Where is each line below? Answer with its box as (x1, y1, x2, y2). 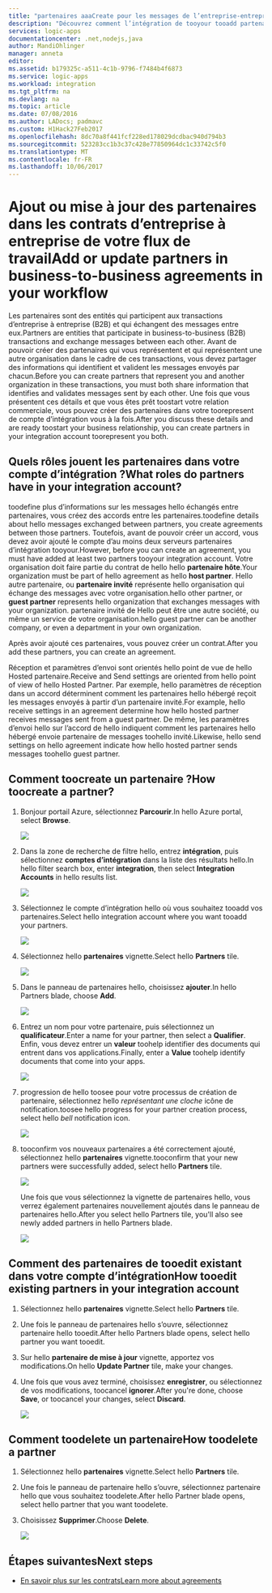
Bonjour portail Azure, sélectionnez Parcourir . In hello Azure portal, (19, 807, 244, 816)
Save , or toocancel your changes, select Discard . (19, 1393, 186, 1404)
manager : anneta (8, 50, 63, 58)
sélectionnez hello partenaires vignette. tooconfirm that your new (19, 1152, 239, 1162)
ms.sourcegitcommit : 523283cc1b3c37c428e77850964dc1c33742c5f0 (8, 140, 227, 149)
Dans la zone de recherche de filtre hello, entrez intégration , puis (19, 846, 239, 856)
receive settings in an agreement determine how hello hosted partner (8, 705, 240, 715)
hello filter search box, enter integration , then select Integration (19, 863, 235, 873)
